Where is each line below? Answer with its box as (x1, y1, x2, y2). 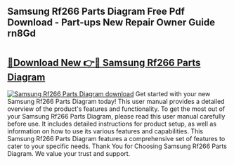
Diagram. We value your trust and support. (7, 150, 131, 157)
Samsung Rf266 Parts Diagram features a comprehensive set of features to (7, 135, 226, 143)
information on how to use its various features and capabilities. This (7, 127, 204, 136)
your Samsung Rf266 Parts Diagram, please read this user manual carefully (7, 112, 226, 120)
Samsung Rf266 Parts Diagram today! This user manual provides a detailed (7, 98, 225, 105)
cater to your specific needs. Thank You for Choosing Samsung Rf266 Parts (7, 142, 227, 150)
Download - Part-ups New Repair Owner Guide (7, 17, 216, 29)
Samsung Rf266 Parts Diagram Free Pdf (7, 6, 185, 18)
